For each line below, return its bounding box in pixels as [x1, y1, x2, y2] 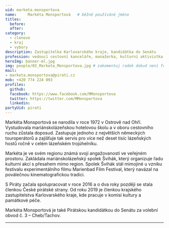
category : [5, 31, 26, 36]
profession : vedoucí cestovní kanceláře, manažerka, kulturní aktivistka [5, 54, 163, 59]
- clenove [10, 36, 30, 41]
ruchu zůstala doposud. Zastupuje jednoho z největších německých [5, 130, 146, 136]
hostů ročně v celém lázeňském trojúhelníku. [5, 141, 98, 146]
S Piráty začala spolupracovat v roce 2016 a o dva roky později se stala [5, 181, 153, 187]
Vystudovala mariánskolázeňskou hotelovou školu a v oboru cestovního [5, 125, 153, 131]
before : [10, 21, 26, 27]
